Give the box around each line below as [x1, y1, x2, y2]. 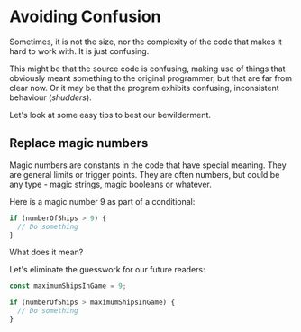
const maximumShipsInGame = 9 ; [9, 281, 127, 290]
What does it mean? [9, 246, 84, 258]
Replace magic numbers [9, 135, 149, 151]
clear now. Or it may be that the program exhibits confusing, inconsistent [9, 82, 279, 93]
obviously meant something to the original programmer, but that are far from [9, 72, 293, 83]
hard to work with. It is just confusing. [9, 45, 150, 56]
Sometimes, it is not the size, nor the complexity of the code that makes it [9, 36, 282, 47]
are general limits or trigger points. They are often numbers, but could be [9, 169, 280, 180]
